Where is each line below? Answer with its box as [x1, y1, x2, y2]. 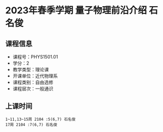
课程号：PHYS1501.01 [12, 54, 58, 60]
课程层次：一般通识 [12, 86, 54, 92]
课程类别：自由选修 [12, 80, 54, 85]
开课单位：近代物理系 [12, 73, 58, 79]
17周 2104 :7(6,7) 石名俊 [5, 122, 58, 127]
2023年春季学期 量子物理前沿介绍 [5, 5, 147, 16]
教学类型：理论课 [12, 67, 49, 72]
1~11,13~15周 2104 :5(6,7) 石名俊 [5, 117, 76, 122]
